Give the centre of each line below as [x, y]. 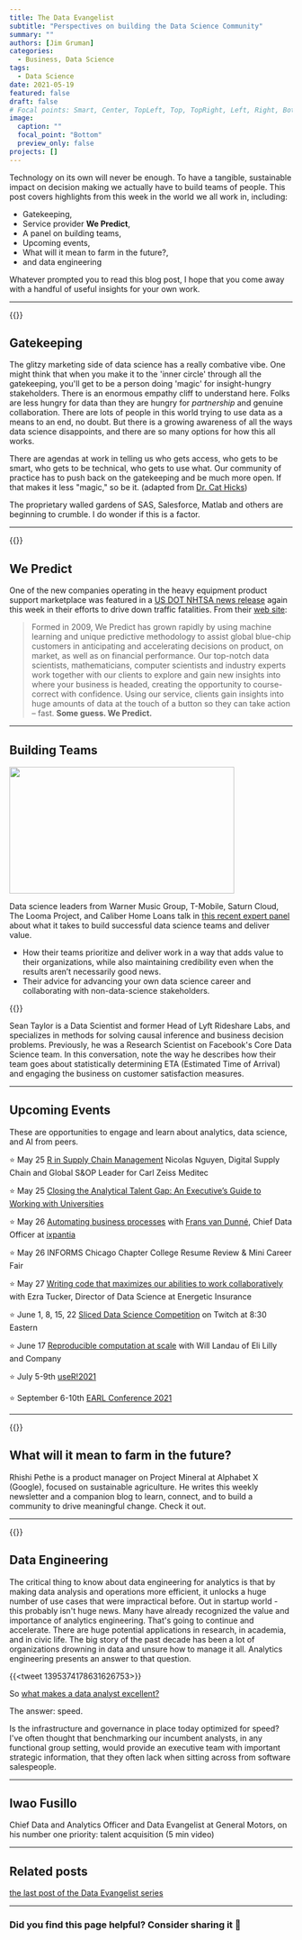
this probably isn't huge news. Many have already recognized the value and [150, 1610]
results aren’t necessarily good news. [92, 972]
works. [22, 442]
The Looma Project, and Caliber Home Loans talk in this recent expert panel [150, 916]
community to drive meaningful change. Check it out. [108, 1506]
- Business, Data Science [66, 59]
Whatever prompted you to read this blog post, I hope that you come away [147, 279]
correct [45, 694]
